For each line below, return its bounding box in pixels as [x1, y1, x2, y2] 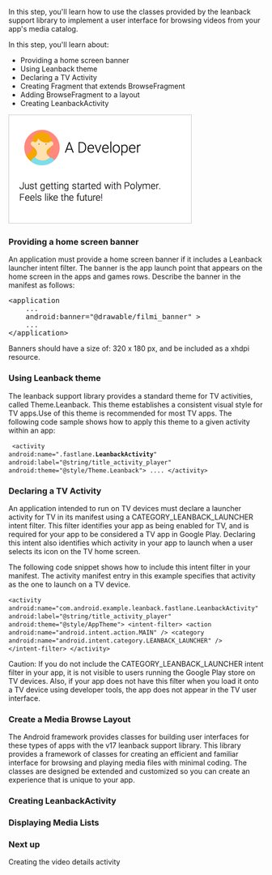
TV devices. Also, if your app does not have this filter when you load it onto [8, 676, 259, 685]
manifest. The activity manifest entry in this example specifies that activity [8, 570, 257, 580]
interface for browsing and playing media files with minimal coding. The [8, 758, 247, 768]
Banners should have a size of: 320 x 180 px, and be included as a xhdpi [8, 344, 249, 353]
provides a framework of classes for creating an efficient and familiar [8, 749, 239, 759]
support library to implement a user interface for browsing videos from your [8, 15, 261, 25]
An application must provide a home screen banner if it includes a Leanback [8, 254, 262, 264]
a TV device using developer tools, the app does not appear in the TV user [8, 685, 257, 694]
